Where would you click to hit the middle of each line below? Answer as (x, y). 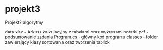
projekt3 (23, 9)
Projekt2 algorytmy (24, 22)
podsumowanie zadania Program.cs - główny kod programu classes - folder (81, 37)
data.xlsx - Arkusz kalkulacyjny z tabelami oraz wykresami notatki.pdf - (77, 32)
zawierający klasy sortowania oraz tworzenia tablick (57, 42)
